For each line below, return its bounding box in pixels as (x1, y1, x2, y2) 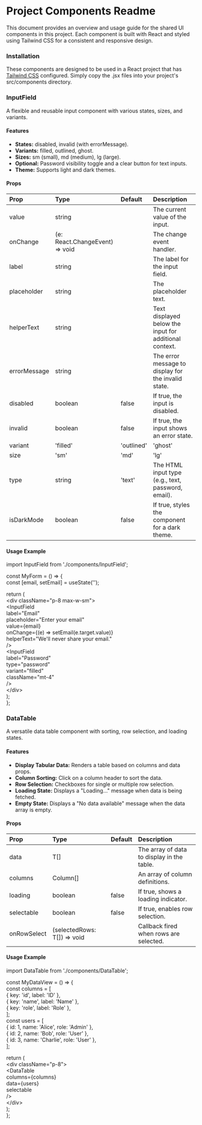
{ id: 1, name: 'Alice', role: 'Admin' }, (6, 1023, 93, 1031)
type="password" (6, 661, 50, 668)
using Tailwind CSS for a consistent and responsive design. (6, 37, 153, 44)
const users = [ (6, 1017, 44, 1025)
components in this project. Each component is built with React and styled (6, 30, 190, 37)
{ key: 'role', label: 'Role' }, (6, 1004, 71, 1011)
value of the (153, 212, 187, 221)
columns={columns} (6, 1073, 57, 1081)
